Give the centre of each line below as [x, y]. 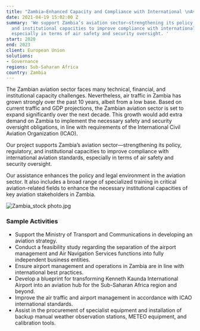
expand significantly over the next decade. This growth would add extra [94, 115]
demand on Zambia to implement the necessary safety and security [89, 121]
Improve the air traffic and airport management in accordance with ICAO [103, 297]
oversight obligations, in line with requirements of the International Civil [93, 127]
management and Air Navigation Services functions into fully [89, 253]
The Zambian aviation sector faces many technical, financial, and [86, 89]
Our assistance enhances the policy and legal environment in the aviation [96, 175]
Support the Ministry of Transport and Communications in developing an [104, 234]
